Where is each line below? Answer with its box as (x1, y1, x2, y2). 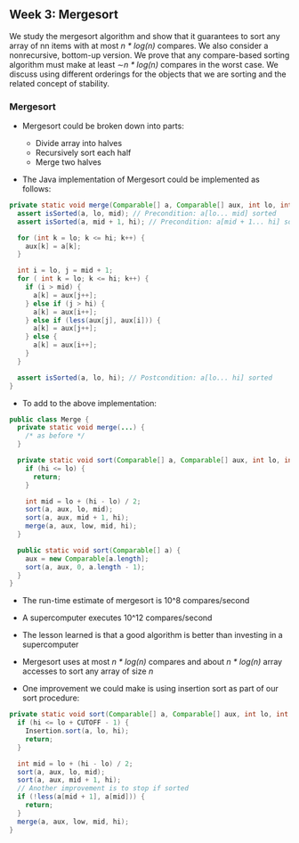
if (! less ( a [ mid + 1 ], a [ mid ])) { (17, 792, 145, 801)
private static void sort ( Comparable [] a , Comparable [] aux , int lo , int (9, 710, 289, 719)
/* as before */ (25, 431, 86, 440)
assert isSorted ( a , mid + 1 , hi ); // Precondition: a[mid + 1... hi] (17, 217, 280, 226)
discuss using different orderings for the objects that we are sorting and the (9, 69, 287, 79)
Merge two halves (35, 157, 102, 168)
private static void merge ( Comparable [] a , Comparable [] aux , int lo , (9, 201, 277, 210)
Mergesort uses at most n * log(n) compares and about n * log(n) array (21, 657, 283, 667)
